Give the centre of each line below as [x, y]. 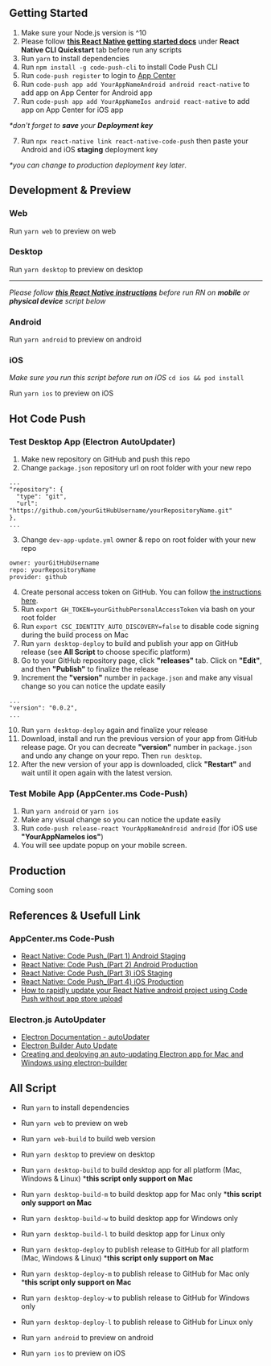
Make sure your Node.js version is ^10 [84, 32]
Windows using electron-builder [74, 1063]
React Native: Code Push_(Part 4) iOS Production [102, 981]
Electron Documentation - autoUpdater [85, 1037]
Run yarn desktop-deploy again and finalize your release [114, 730]
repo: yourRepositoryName [52, 570]
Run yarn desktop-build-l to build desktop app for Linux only [123, 1234]
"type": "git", [42, 497]
